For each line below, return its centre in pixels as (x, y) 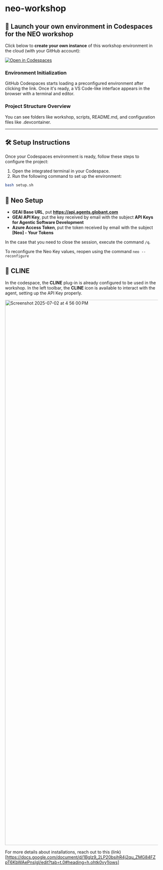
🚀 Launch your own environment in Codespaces (79, 26)
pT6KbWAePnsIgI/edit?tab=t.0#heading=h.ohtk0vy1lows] (62, 862)
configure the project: (27, 162)
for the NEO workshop (39, 34)
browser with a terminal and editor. (40, 94)
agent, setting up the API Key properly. (44, 293)
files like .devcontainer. (28, 122)
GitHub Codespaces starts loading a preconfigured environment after (74, 84)
